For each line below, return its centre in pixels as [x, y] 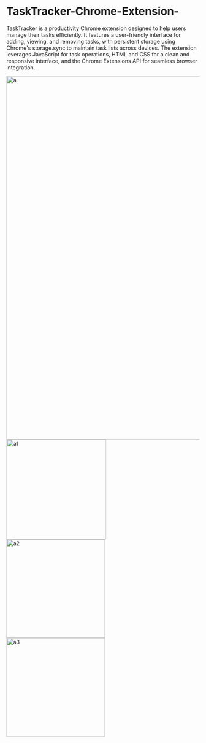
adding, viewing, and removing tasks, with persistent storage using [91, 41]
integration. [21, 67]
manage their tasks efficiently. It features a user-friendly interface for [93, 34]
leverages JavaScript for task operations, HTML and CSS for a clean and [98, 54]
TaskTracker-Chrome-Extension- [93, 11]
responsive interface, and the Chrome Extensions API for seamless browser [102, 61]
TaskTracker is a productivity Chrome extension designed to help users [96, 28]
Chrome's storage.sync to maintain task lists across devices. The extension [102, 48]
